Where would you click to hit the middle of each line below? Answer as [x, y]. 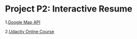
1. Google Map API [23, 22]
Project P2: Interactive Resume [69, 9]
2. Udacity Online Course [30, 31]
